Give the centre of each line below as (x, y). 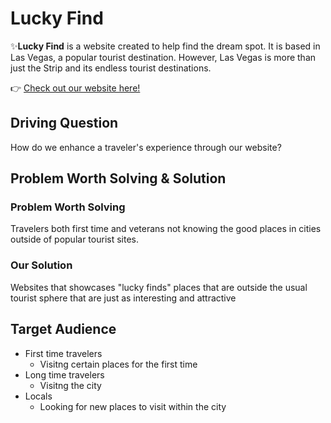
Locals (38, 396)
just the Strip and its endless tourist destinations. (111, 68)
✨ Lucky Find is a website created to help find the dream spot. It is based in (165, 46)
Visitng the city (70, 385)
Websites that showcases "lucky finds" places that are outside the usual (159, 287)
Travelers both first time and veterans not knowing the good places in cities (166, 229)
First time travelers (63, 353)
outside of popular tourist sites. (74, 239)
